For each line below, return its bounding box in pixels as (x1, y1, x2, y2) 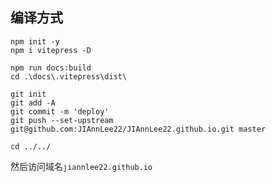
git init (10, 89, 47, 99)
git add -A (10, 98, 56, 108)
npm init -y (10, 36, 60, 47)
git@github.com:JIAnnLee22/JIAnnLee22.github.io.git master (10, 124, 267, 134)
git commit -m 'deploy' (10, 106, 110, 117)
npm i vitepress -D (10, 45, 92, 55)
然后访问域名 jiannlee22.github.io (10, 160, 153, 172)
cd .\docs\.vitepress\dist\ (10, 71, 128, 82)
